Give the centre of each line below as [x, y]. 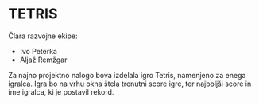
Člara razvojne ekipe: [43, 36]
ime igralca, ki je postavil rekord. [61, 91]
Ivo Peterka [39, 51]
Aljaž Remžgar [43, 60]
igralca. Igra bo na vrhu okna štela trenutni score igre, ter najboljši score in [130, 84]
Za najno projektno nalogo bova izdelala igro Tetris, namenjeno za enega [127, 75]
